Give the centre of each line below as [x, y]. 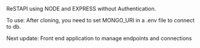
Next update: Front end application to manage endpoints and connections [99, 38]
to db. [14, 27]
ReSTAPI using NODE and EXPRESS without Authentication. [81, 9]
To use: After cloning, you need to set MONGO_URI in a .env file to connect [101, 20]
